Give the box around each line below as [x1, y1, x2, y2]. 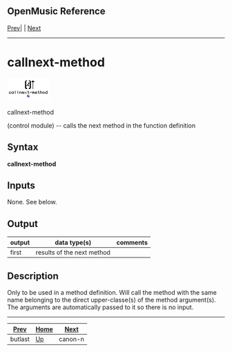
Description [7, 270, 59, 282]
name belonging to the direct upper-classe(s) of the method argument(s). [7, 296, 216, 304]
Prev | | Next [7, 23, 41, 32]
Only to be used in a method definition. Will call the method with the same [7, 289, 217, 297]
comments [116, 238, 148, 246]
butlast [10, 335, 30, 343]
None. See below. [7, 198, 57, 206]
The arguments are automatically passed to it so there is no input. [7, 303, 194, 311]
